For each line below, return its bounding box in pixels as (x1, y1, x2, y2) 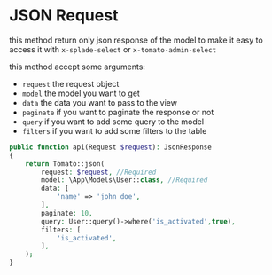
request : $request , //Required (41, 168, 157, 177)
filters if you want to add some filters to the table (21, 125, 207, 136)
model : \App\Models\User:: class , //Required (41, 176, 208, 185)
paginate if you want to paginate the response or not (21, 106, 214, 117)
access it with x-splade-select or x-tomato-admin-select (9, 43, 217, 54)
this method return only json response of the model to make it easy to (9, 35, 263, 45)
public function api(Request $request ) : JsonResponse (9, 143, 213, 152)
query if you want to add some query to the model (21, 116, 205, 127)
